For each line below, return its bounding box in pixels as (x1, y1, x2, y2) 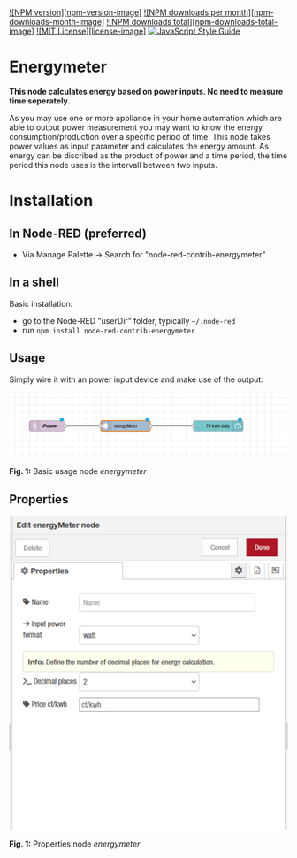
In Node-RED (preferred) (9, 226, 148, 241)
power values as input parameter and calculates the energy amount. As (9, 141, 270, 151)
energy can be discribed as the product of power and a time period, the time (9, 149, 288, 161)
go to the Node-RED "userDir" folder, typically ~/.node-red (21, 315, 236, 326)
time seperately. (9, 96, 71, 106)
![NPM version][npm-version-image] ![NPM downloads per (9, 7, 224, 18)
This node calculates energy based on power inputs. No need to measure (9, 86, 284, 96)
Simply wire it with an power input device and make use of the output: (9, 374, 263, 385)
